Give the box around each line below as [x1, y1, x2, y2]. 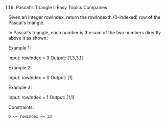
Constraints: [8, 104, 34, 110]
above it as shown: [8, 35, 48, 41]
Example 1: [8, 45, 31, 51]
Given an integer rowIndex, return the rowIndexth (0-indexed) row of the [8, 14, 160, 20]
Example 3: [8, 84, 32, 90]
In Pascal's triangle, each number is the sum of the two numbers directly [8, 30, 161, 35]
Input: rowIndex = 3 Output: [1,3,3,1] [8, 55, 83, 61]
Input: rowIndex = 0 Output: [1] [8, 75, 73, 81]
